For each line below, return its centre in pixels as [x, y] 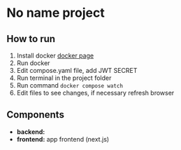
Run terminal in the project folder [64, 78]
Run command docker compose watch [70, 85]
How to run [31, 39]
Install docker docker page [55, 55]
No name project [56, 13]
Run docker [33, 63]
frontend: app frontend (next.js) [63, 139]
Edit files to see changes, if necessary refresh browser [95, 93]
